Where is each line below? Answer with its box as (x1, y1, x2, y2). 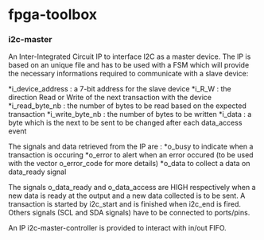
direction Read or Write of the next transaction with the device (8, 93, 212, 103)
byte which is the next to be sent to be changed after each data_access (8, 118, 243, 128)
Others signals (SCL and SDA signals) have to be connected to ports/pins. (8, 208, 250, 218)
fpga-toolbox (8, 6, 98, 24)
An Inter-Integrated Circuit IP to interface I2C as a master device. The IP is (8, 52, 251, 61)
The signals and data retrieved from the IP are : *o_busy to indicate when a (8, 141, 254, 152)
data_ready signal (8, 167, 67, 176)
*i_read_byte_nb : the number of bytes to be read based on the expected (8, 101, 247, 110)
